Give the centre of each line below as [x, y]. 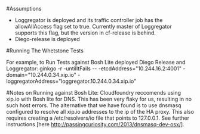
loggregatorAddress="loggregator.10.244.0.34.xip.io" [71, 81]
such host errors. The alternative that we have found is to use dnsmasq [94, 105]
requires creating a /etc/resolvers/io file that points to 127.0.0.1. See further [98, 118]
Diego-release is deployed [47, 39]
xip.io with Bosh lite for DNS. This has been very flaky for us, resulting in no [99, 99]
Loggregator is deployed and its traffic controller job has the [89, 20]
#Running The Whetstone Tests [45, 51]
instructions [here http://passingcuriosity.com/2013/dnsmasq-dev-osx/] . [96, 124]
